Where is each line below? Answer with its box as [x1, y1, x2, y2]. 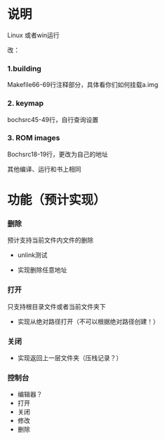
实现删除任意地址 [17, 266, 67, 274]
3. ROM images [7, 133, 60, 143]
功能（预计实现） [7, 192, 107, 208]
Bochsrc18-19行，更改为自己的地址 [7, 150, 108, 158]
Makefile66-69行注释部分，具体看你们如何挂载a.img [7, 81, 159, 89]
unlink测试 [17, 251, 48, 259]
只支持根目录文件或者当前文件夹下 [7, 302, 106, 310]
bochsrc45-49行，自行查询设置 [7, 115, 99, 123]
